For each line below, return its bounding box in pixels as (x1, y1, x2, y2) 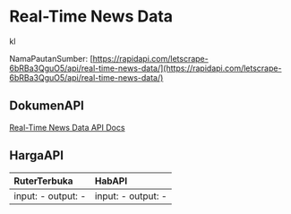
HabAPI (94, 175, 128, 187)
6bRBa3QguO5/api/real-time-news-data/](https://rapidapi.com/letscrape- (9, 63, 282, 73)
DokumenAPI (9, 98, 85, 114)
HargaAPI (9, 148, 64, 163)
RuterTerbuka (13, 175, 73, 187)
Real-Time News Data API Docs (9, 122, 125, 133)
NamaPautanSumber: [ (9, 53, 94, 64)
